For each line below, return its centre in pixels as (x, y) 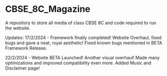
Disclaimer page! (22, 68)
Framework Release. (26, 48)
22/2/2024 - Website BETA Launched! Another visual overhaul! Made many (83, 57)
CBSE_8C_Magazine (48, 9)
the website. (18, 28)
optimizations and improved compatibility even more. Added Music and (78, 63)
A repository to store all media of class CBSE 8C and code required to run (81, 23)
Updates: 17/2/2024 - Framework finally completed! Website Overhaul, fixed (83, 38)
